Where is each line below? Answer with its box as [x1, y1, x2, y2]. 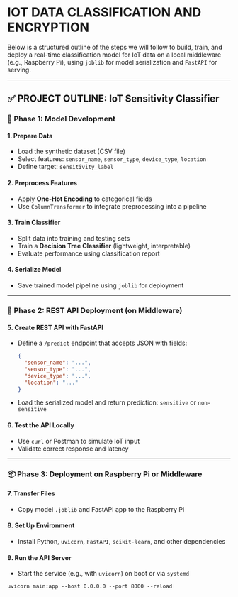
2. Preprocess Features [7, 179, 78, 187]
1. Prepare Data [7, 131, 53, 140]
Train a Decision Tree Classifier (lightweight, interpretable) [17, 241, 191, 250]
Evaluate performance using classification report [17, 249, 160, 258]
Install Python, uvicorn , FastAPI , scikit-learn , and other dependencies [17, 537, 226, 545]
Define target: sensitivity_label [17, 163, 114, 171]
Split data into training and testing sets [17, 234, 130, 242]
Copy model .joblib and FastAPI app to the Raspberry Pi [17, 505, 185, 513]
